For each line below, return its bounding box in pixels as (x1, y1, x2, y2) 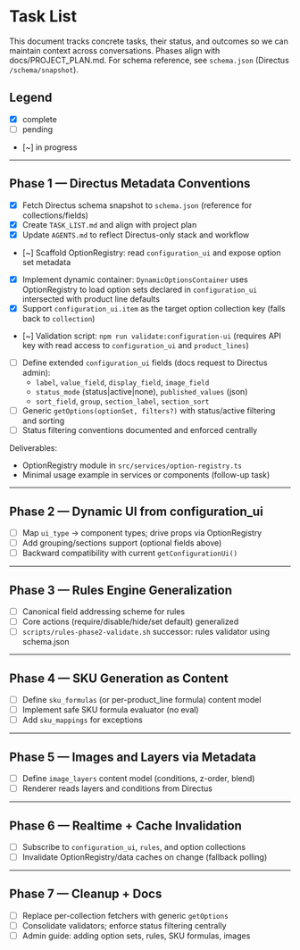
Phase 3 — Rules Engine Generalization (9, 582, 233, 597)
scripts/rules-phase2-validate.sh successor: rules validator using (21, 627, 271, 637)
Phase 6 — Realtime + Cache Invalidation (9, 818, 243, 833)
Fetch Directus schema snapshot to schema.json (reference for (21, 199, 253, 211)
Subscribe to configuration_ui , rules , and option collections (21, 841, 246, 852)
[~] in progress (21, 141, 78, 153)
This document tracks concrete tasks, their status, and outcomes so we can (9, 36, 288, 46)
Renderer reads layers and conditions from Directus (21, 783, 212, 794)
